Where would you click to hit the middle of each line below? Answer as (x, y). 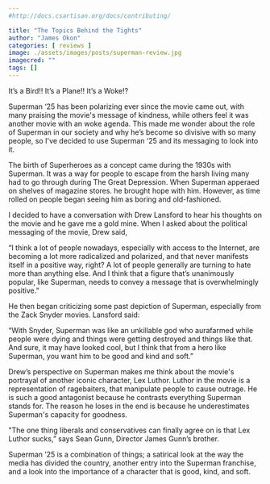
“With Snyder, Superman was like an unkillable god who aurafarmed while (131, 330)
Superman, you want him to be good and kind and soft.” (101, 356)
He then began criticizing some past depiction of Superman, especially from (135, 306)
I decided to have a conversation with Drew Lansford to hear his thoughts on (135, 215)
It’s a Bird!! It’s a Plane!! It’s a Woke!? (69, 90)
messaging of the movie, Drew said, (68, 232)
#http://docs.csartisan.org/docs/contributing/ (90, 16)
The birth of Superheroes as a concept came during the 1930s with (120, 165)
